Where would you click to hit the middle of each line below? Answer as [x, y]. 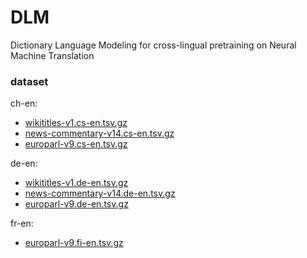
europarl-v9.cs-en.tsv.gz [76, 144]
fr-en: [22, 223]
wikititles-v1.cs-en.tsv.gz [76, 123]
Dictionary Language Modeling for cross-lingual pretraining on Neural [153, 45]
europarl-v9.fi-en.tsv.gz [74, 243]
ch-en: [24, 103]
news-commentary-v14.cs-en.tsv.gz [99, 133]
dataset [29, 81]
